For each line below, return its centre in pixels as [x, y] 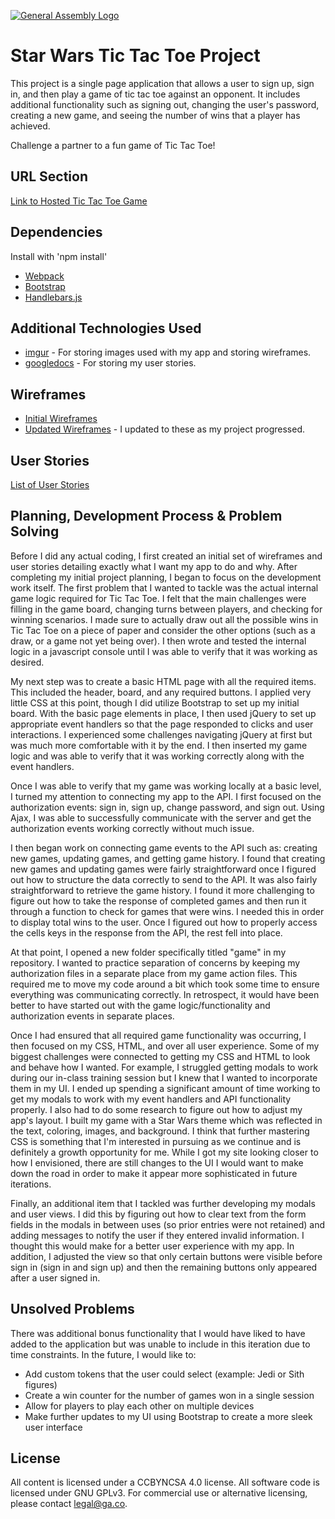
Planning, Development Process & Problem [146, 516]
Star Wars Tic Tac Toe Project [135, 56]
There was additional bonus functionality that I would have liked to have [158, 1333]
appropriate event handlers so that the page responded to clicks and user [162, 724]
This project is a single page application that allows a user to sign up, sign [162, 83]
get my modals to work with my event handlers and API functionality [151, 1099]
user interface [53, 1427]
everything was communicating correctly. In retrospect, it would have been [165, 994]
